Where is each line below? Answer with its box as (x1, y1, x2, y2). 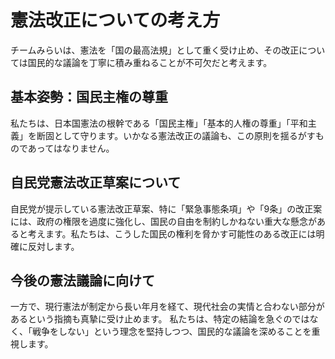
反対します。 (27, 240, 80, 252)
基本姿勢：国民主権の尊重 (10, 89, 168, 106)
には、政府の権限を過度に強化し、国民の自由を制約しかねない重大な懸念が (10, 215, 317, 227)
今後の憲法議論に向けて (10, 272, 155, 289)
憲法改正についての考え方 (10, 9, 221, 32)
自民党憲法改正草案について (10, 174, 182, 191)
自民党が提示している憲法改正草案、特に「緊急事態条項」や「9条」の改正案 (10, 202, 323, 215)
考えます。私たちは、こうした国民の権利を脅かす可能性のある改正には (27, 227, 317, 240)
